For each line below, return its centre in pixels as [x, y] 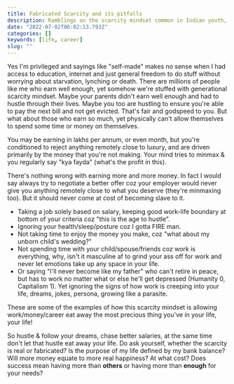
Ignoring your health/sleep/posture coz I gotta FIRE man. [99, 226]
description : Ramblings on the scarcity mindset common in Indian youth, [117, 20]
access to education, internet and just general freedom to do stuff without [114, 74]
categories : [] [29, 33]
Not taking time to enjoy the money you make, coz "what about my [113, 234]
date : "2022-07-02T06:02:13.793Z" [58, 27]
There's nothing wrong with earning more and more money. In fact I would [115, 176]
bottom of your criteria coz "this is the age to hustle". [94, 219]
